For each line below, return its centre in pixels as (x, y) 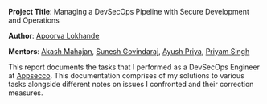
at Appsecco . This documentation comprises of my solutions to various (127, 75)
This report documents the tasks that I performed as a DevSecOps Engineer (134, 67)
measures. (26, 93)
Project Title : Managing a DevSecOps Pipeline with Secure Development (129, 12)
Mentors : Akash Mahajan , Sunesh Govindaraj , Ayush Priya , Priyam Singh (129, 51)
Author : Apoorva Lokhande (54, 36)
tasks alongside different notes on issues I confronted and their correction (131, 84)
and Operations (34, 20)
